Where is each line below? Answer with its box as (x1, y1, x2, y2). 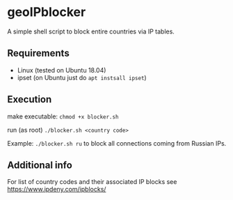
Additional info (7, 159, 73, 171)
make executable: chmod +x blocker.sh (7, 112, 119, 121)
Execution (7, 93, 52, 105)
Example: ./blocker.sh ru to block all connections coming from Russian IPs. (7, 139, 227, 147)
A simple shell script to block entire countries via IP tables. (7, 27, 175, 36)
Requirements (7, 47, 70, 59)
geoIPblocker (7, 4, 86, 20)
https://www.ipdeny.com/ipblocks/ (7, 185, 106, 194)
